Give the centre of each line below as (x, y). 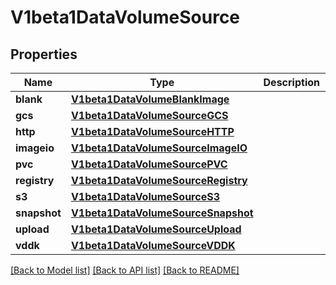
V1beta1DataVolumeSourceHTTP (152, 131)
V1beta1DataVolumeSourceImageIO (159, 148)
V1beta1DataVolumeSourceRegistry (159, 180)
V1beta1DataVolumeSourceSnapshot (162, 213)
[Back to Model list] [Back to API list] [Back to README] (125, 270)
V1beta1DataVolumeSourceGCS (149, 115)
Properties (44, 54)
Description (291, 82)
